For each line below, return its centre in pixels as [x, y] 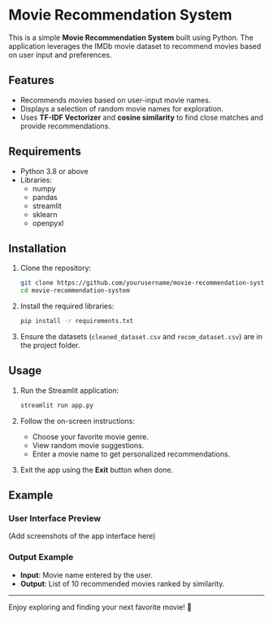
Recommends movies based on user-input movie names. [115, 100]
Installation [37, 249]
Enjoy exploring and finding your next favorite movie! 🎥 [100, 607]
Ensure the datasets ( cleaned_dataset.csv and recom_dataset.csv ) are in [141, 336]
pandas [45, 197]
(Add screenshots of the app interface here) [82, 536]
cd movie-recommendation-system [75, 290]
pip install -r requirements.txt [77, 321]
